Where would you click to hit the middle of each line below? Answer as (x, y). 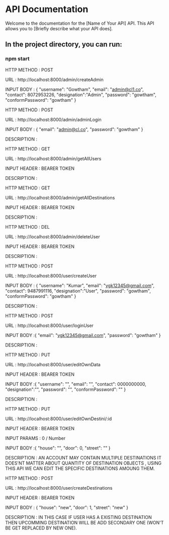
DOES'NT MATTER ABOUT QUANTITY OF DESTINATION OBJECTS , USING (83, 463)
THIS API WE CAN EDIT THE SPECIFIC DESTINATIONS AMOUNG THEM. (80, 468)
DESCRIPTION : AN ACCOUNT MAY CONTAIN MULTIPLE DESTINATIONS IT (83, 457)
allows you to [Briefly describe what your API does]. (59, 28)
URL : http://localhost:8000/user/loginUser (50, 325)
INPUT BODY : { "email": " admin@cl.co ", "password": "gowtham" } (74, 129)
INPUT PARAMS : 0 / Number (35, 438)
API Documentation (47, 9)
